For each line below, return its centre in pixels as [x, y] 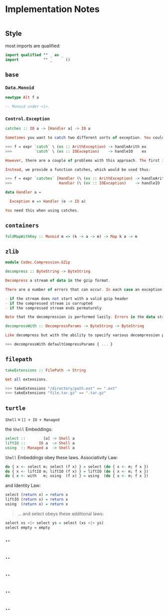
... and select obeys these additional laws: [60, 514]
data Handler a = [23, 192]
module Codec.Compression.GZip [38, 262]
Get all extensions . [27, 379]
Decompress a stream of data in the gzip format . [58, 281]
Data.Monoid [20, 87]
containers [22, 226]
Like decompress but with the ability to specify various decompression [82, 335]
